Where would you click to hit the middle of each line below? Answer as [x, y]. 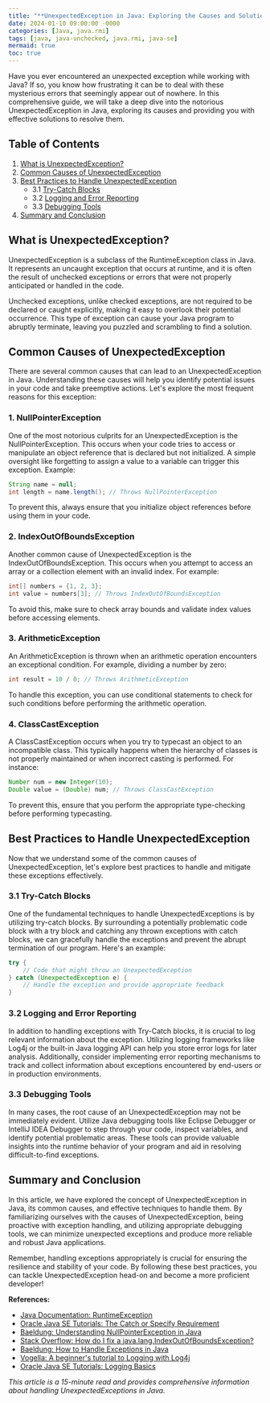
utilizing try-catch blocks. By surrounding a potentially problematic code [128, 922]
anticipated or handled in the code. [66, 285]
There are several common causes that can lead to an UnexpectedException [135, 371]
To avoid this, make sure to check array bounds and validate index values [130, 609]
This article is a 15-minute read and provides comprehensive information [129, 1381]
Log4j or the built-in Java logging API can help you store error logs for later [133, 1048]
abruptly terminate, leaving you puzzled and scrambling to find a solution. [130, 326]
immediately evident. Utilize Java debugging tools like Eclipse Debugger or [132, 1120]
